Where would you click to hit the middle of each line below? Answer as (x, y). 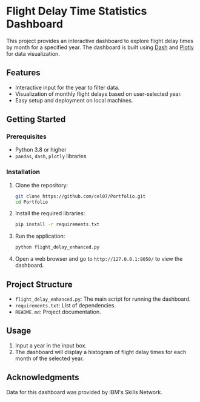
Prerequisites (26, 136)
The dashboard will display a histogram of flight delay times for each (101, 352)
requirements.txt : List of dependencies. (65, 306)
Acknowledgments (43, 377)
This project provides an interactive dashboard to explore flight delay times (100, 41)
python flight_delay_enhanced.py (57, 247)
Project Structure (39, 284)
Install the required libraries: (50, 213)
